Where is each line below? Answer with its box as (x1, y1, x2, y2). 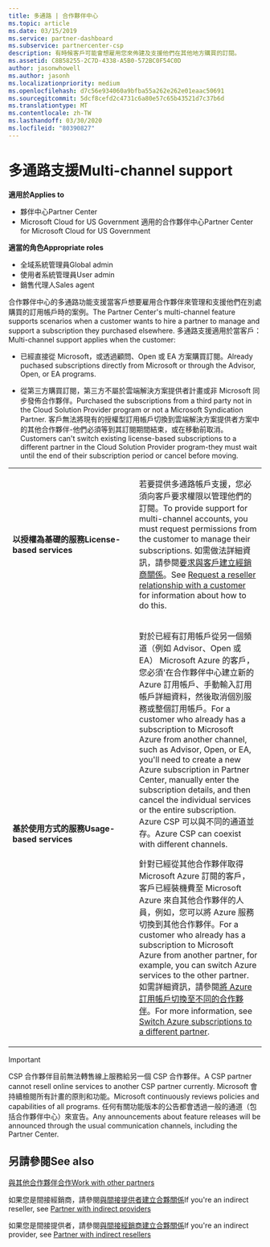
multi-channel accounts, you (139, 513, 248, 524)
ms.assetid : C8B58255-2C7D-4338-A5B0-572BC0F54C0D (8, 57, 182, 65)
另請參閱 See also (8, 1154, 95, 1169)
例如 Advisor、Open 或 (155, 642, 242, 654)
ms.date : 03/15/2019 (8, 27, 78, 35)
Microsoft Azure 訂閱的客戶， (139, 870, 251, 881)
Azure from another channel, (139, 734, 247, 745)
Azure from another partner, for (139, 949, 258, 960)
